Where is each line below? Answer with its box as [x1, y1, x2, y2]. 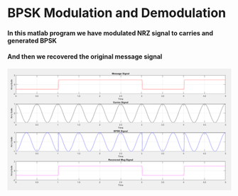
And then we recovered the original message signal [7, 52, 163, 61]
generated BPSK [7, 36, 57, 45]
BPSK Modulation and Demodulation [7, 5, 226, 21]
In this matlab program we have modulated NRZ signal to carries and [7, 28, 214, 37]
